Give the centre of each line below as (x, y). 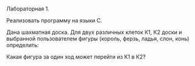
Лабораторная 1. (28, 9)
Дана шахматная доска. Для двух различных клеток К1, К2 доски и (94, 32)
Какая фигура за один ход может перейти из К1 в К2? (76, 57)
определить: (23, 45)
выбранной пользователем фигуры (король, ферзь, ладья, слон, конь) (98, 38)
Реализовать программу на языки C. (54, 20)
